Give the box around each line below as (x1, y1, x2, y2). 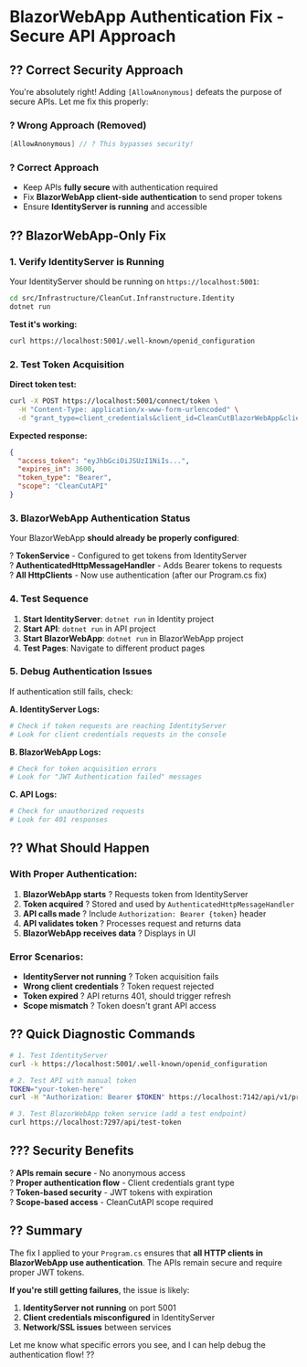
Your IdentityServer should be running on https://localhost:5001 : (9, 276, 259, 287)
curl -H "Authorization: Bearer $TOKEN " (9, 1093, 166, 1102)
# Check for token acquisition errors (9, 764, 157, 773)
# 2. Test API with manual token (9, 1076, 137, 1085)
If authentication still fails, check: (9, 685, 134, 696)
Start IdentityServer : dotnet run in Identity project (22, 613, 215, 624)
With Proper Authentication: (9, 868, 138, 881)
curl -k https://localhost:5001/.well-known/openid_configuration (9, 1059, 268, 1068)
